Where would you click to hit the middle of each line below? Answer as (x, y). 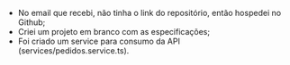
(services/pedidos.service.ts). (73, 51)
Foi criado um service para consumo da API (99, 41)
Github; (32, 22)
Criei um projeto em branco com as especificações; (113, 32)
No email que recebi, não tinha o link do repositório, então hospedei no (150, 13)
